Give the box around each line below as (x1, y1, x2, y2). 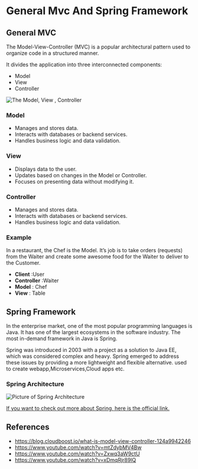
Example (6, 233, 32, 242)
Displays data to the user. (14, 165, 77, 172)
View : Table (14, 289, 46, 297)
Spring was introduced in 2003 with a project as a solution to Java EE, (6, 347, 177, 353)
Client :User (14, 271, 45, 278)
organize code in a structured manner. (6, 50, 99, 57)
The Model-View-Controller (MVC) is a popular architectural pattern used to (6, 43, 191, 50)
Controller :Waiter (14, 277, 59, 284)
